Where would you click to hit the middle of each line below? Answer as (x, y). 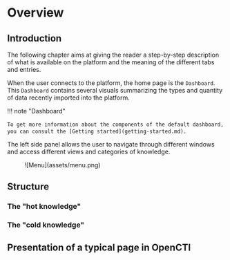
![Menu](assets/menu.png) (63, 165)
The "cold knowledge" (46, 225)
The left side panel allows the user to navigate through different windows (111, 144)
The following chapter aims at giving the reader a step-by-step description (113, 55)
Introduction (35, 38)
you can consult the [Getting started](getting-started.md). (97, 131)
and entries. (24, 69)
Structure (28, 187)
